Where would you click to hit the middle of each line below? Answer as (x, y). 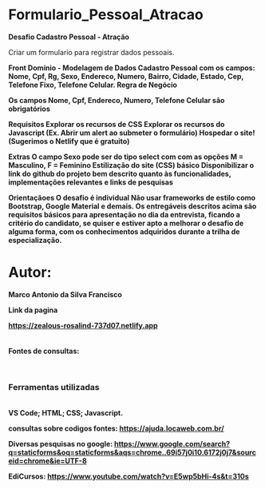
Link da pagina (33, 310)
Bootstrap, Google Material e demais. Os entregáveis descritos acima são (132, 206)
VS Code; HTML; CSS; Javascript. (66, 413)
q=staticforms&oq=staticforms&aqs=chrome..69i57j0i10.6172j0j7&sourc (132, 452)
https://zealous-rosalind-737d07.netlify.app (83, 325)
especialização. (35, 240)
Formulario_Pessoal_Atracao (106, 15)
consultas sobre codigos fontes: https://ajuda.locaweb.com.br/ (117, 428)
